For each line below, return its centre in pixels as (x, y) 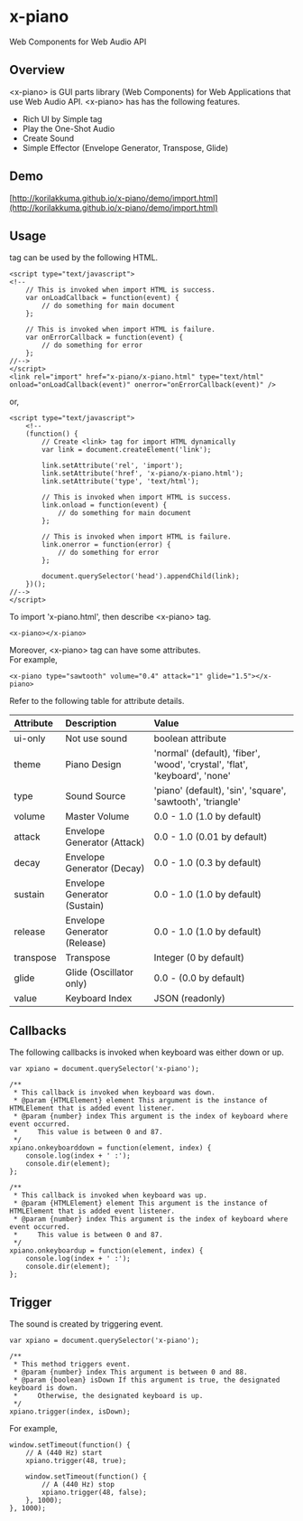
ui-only (30, 738)
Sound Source (96, 796)
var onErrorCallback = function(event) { (104, 338)
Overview (37, 70)
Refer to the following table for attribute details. (97, 701)
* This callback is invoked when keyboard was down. (115, 1093)
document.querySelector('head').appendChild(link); (141, 577)
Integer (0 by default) (199, 958)
